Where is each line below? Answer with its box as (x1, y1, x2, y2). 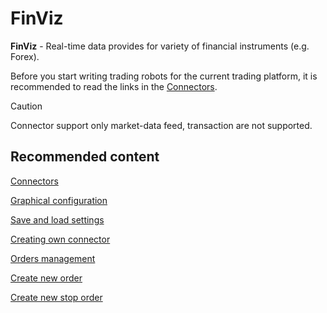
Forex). (10, 50, 40, 62)
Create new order (10, 272, 83, 284)
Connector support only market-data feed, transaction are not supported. (10, 119, 313, 131)
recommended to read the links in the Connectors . (10, 80, 218, 92)
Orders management (10, 252, 96, 264)
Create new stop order (10, 291, 103, 303)
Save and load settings (10, 213, 105, 226)
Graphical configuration (10, 194, 108, 206)
